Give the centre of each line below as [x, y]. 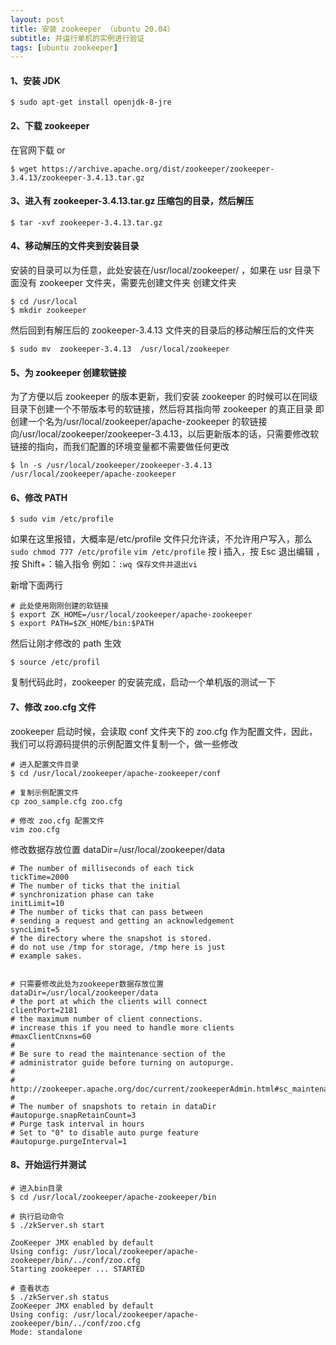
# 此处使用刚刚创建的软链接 [60, 606]
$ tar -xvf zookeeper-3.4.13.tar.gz [86, 222]
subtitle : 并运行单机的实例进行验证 [77, 38]
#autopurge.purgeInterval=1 [69, 1141]
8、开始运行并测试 [48, 1165]
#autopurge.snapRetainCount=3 [73, 1115]
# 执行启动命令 [37, 1216]
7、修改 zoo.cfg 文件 [53, 707]
